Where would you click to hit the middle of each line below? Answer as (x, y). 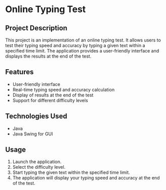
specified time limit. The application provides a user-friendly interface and (82, 51)
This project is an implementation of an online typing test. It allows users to (83, 40)
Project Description (36, 28)
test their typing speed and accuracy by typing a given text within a (75, 45)
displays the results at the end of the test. (48, 56)
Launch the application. (37, 162)
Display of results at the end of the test (53, 95)
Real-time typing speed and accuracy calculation (64, 89)
